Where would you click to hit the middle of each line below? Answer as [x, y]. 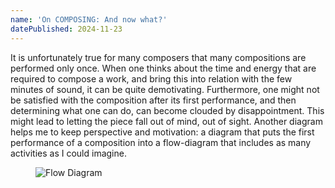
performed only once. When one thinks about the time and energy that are [163, 68]
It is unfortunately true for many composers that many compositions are [158, 57]
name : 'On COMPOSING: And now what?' [89, 19]
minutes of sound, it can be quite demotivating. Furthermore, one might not [165, 89]
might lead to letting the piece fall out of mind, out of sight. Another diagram [166, 121]
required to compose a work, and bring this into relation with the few [151, 78]
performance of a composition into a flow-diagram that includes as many [161, 142]
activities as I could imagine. [68, 153]
